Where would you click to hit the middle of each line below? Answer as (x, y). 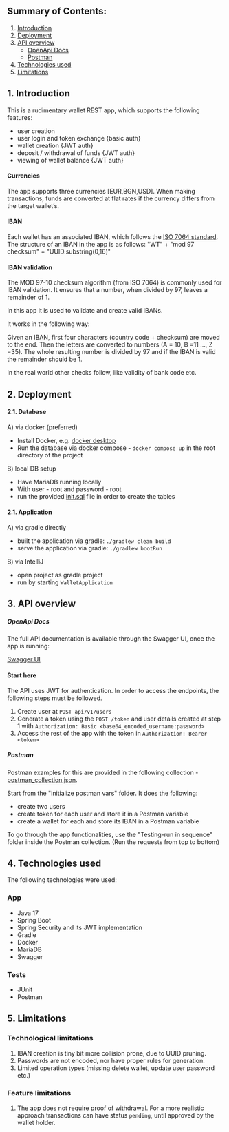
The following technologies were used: (62, 880)
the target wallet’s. (33, 205)
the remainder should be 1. (45, 359)
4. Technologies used (54, 863)
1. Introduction (39, 93)
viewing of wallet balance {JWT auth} (70, 160)
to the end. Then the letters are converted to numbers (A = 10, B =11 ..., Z (110, 344)
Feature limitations (39, 1093)
